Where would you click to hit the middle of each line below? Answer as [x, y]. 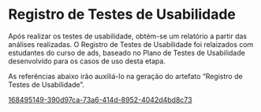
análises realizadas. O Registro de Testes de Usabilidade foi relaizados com [131, 44]
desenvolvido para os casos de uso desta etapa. [87, 61]
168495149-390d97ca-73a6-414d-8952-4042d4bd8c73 [100, 99]
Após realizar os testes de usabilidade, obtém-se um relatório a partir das [127, 36]
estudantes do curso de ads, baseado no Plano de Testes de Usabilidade [127, 52]
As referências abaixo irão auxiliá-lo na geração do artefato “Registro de [125, 76]
